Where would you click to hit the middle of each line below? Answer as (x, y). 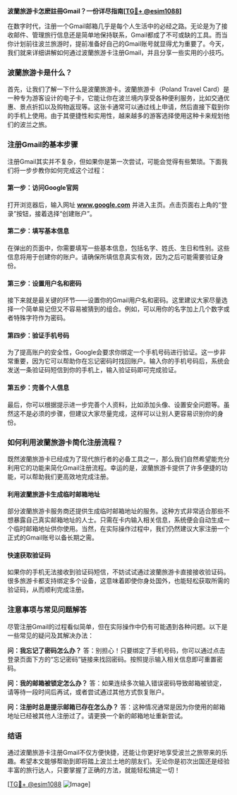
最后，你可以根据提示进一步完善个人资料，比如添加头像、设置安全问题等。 (115, 405)
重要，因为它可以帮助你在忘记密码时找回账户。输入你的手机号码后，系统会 (121, 361)
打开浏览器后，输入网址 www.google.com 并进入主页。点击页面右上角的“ (114, 205)
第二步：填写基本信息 (38, 231)
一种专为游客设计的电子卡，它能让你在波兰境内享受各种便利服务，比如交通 (115, 98)
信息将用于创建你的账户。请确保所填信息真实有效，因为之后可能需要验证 (112, 257)
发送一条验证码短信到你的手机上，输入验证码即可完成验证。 (94, 370)
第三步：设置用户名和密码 (44, 283)
